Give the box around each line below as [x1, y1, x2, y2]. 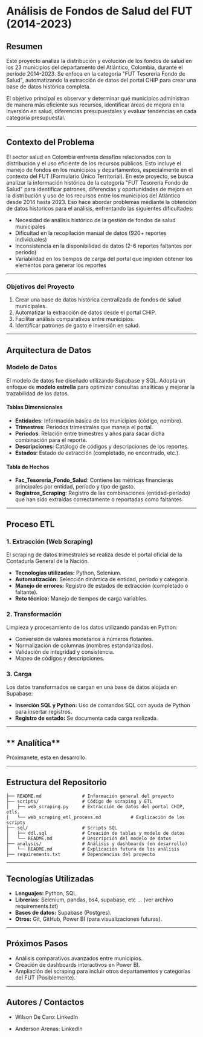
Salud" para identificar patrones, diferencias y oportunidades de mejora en [6, 185, 193, 193]
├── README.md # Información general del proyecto [6, 793, 174, 800]
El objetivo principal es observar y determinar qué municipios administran [6, 95, 190, 102]
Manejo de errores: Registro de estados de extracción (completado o [14, 582, 188, 589]
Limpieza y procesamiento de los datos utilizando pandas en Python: [6, 624, 178, 631]
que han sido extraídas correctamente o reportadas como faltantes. [14, 496, 184, 503]
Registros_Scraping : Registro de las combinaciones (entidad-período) [14, 489, 190, 497]
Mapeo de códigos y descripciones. [14, 655, 105, 662]
